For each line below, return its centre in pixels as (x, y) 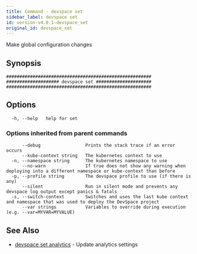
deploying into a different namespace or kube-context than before (91, 171)
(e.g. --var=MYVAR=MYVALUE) (41, 212)
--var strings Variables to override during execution (104, 207)
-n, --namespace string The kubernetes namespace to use (89, 161)
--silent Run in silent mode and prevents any (100, 187)
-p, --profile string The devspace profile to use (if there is (101, 176)
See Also (23, 230)
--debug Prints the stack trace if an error (98, 146)
